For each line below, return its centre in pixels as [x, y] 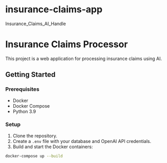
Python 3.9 [24, 111]
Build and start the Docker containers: [53, 147]
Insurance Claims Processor [67, 44]
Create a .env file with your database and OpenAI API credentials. [82, 141]
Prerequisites [22, 89]
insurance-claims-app [54, 9]
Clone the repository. [35, 136]
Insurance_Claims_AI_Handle [36, 24]
